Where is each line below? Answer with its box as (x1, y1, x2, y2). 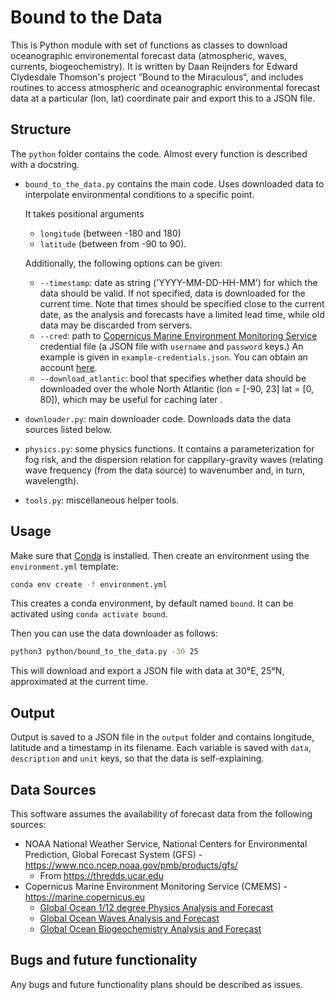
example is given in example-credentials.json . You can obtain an (39, 351, 308, 363)
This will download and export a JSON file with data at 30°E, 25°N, (10, 665, 285, 677)
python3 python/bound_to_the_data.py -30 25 (10, 647, 199, 657)
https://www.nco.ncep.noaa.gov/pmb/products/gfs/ (24, 859, 238, 871)
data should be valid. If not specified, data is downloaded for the (39, 287, 306, 299)
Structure (10, 121, 72, 138)
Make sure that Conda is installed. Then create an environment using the (10, 549, 310, 561)
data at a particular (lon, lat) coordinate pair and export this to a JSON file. (10, 92, 316, 104)
